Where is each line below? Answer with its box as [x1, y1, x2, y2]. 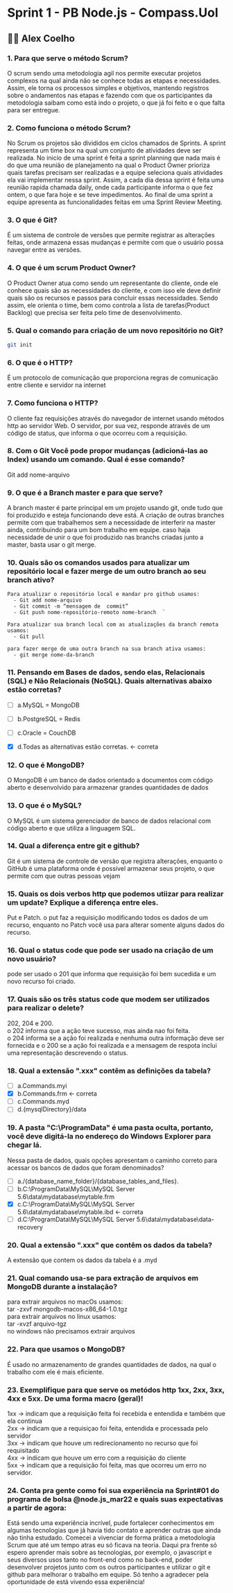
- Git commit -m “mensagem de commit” [13, 603, 129, 610]
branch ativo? [7, 575, 55, 585]
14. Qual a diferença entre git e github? [7, 841, 140, 851]
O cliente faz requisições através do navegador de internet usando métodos [7, 414, 225, 423]
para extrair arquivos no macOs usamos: [7, 1297, 123, 1306]
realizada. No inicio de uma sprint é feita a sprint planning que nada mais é [7, 154, 221, 162]
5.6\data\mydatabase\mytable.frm [17, 1192, 115, 1201]
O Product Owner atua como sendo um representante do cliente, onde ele [7, 279, 218, 287]
